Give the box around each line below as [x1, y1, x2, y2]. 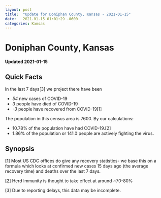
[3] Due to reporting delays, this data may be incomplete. [5, 187, 121, 193]
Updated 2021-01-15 [5, 59, 48, 65]
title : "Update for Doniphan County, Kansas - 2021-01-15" [5, 12, 131, 17]
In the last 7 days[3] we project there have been [5, 86, 102, 92]
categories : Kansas [5, 21, 45, 26]
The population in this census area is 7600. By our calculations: [5, 115, 134, 121]
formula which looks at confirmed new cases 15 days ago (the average [5, 163, 149, 169]
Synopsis [5, 145, 34, 153]
